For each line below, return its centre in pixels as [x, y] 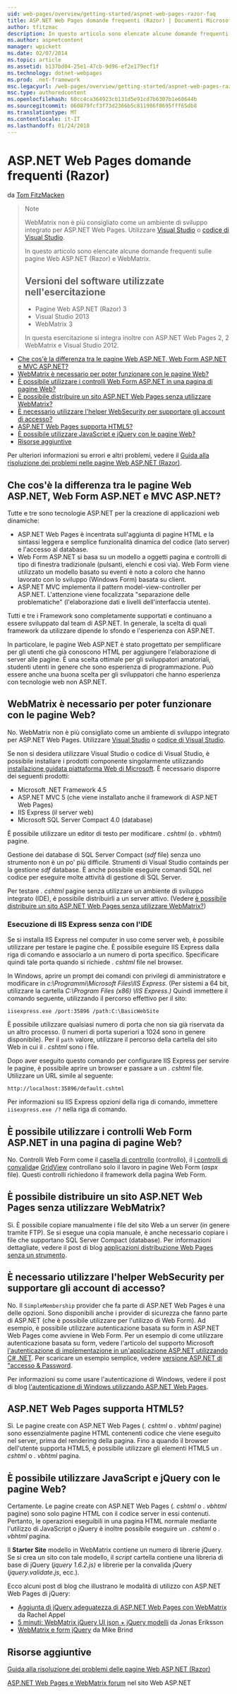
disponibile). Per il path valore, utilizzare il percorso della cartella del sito [112, 1039]
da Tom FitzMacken [36, 195]
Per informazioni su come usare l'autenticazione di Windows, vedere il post [117, 1379]
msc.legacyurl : [30, 86]
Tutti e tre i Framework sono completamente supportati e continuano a [110, 616]
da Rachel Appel [41, 1615]
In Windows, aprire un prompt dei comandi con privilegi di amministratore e [117, 976]
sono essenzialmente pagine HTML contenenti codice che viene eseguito [114, 1433]
